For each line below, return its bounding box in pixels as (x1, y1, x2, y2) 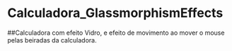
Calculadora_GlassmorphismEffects (7, 5, 224, 21)
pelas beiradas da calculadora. (7, 35, 97, 44)
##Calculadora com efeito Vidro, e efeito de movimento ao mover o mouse (7, 28, 225, 37)
